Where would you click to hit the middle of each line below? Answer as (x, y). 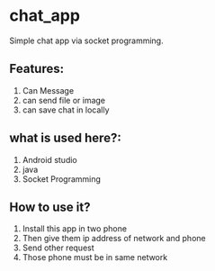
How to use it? (50, 207)
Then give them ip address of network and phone (114, 239)
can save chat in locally (66, 110)
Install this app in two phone (75, 229)
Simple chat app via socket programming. (86, 41)
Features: (37, 69)
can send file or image (64, 100)
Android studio (50, 159)
